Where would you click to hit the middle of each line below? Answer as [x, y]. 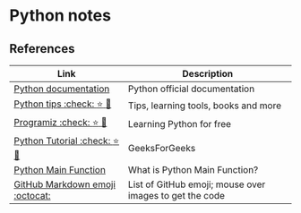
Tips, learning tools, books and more [205, 106]
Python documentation [62, 89]
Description [208, 74]
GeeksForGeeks [162, 148]
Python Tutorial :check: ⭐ [66, 141]
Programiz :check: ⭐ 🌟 [60, 122]
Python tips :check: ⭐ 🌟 [63, 104]
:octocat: [32, 196]
